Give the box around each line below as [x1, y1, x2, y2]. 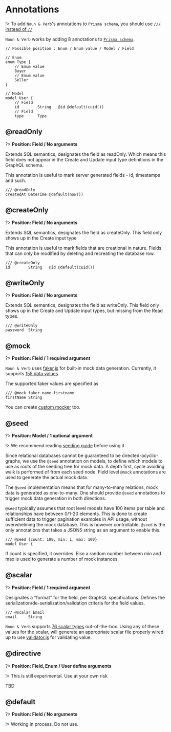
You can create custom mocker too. [5, 404, 81, 410]
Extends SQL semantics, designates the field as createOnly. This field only [5, 229, 162, 235]
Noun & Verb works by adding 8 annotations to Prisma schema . [5, 36, 135, 42]
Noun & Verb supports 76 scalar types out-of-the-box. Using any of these [5, 623, 160, 629]
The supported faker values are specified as [5, 380, 99, 387]
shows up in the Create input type [5, 235, 77, 241]
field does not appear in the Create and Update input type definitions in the [5, 156, 164, 162]
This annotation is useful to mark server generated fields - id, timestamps [5, 172, 160, 178]
